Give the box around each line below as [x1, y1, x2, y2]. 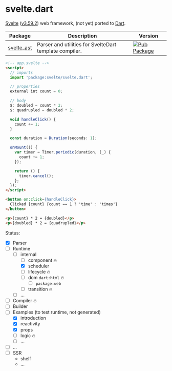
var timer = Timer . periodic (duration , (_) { [14, 150, 111, 155]
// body [10, 98, 27, 103]
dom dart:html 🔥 [28, 274, 64, 280]
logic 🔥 [20, 332, 36, 339]
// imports [10, 70, 33, 75]
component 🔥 [28, 257, 57, 263]
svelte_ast [8, 44, 32, 51]
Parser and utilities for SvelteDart [36, 41, 117, 48]
